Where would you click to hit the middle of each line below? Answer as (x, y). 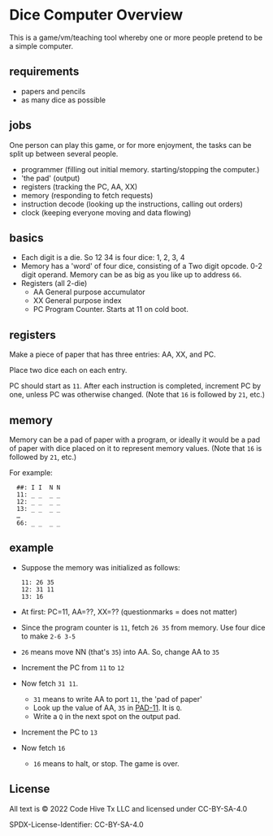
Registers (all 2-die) (54, 284)
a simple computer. (41, 45)
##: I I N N (39, 487)
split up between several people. (64, 154)
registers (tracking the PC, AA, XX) (79, 186)
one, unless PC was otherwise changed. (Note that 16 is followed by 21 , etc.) (137, 395)
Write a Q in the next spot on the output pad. (107, 716)
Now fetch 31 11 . (50, 683)
